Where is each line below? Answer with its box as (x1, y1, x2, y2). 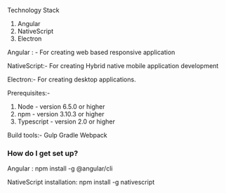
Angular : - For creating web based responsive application (7, 48, 175, 56)
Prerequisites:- (7, 89, 51, 97)
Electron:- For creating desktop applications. (7, 75, 136, 84)
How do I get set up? (7, 148, 79, 158)
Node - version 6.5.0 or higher (17, 102, 105, 111)
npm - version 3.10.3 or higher (17, 110, 105, 118)
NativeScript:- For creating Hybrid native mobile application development (7, 62, 219, 69)
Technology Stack (7, 6, 60, 14)
